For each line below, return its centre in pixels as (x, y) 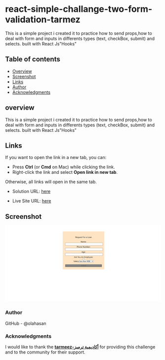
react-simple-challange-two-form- (79, 9)
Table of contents (33, 60)
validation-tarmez (43, 20)
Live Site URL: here (32, 201)
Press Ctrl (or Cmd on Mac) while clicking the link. (63, 167)
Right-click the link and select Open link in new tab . (65, 172)
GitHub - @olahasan (26, 323)
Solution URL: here (31, 192)
